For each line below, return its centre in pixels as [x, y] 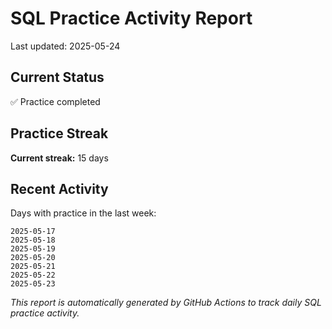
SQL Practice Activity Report [131, 18]
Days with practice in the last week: [83, 213]
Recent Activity [59, 188]
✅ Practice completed [55, 101]
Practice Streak [59, 133]
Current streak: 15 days [59, 158]
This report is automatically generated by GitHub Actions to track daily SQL [166, 303]
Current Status [57, 77]
